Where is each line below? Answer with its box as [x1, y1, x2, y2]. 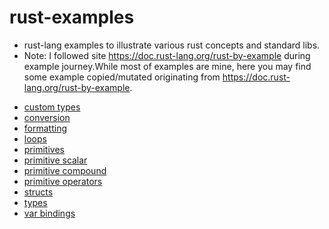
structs [23, 186, 54, 198]
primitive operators [23, 175, 103, 187]
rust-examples [9, 6, 135, 29]
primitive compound [23, 164, 107, 176]
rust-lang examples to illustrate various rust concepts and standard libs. [23, 39, 321, 51]
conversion [23, 111, 71, 123]
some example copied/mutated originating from [23, 71, 221, 83]
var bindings [23, 207, 76, 219]
